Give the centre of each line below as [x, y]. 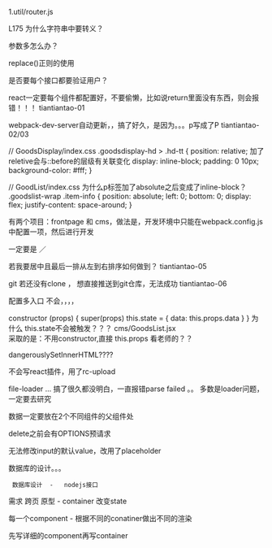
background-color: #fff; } [50, 170]
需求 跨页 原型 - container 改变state [68, 501]
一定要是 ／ [27, 249]
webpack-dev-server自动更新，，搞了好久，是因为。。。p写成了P [114, 125]
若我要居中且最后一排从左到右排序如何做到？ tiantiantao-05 [108, 266]
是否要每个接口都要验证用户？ [58, 80]
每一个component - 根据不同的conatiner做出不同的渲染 [100, 518]
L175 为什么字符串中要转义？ [56, 28]
